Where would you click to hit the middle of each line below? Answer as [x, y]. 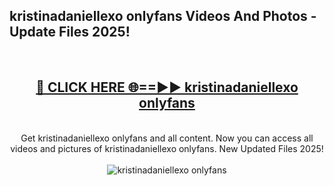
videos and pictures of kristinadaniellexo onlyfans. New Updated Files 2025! [167, 148]
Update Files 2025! [70, 32]
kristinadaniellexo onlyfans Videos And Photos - [163, 16]
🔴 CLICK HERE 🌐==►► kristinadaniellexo [167, 87]
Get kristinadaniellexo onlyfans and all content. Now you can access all [167, 138]
